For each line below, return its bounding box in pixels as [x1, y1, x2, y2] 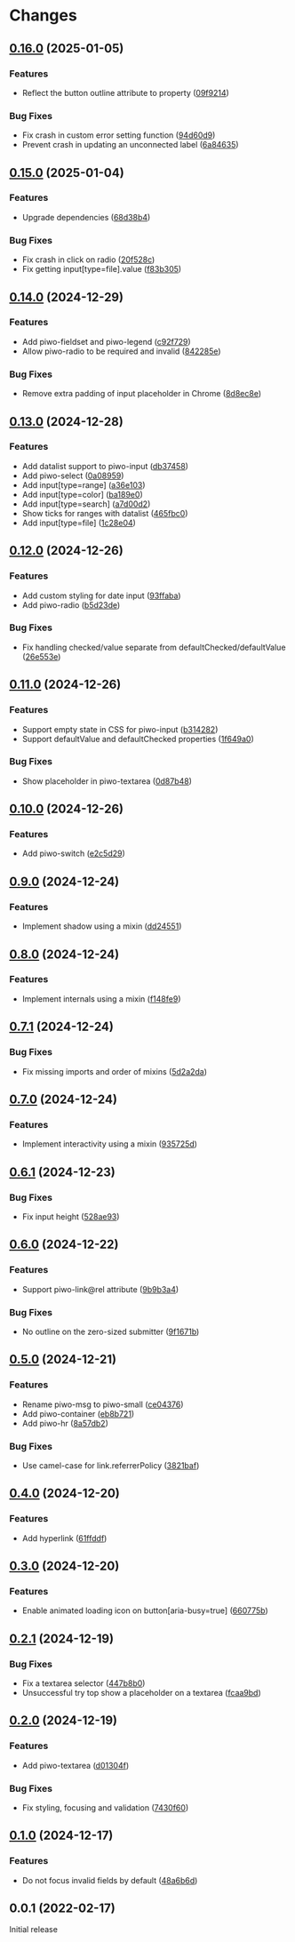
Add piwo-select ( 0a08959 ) [21, 470, 124, 481]
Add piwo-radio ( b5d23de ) [21, 599, 121, 610]
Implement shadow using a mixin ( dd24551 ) [21, 921, 182, 931]
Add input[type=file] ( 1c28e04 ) [21, 517, 136, 528]
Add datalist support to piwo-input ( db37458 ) [21, 460, 189, 471]
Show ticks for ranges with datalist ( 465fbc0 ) [21, 507, 188, 518]
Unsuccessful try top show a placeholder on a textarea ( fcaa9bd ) [21, 1687, 262, 1698]
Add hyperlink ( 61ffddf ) [21, 1532, 108, 1543]
